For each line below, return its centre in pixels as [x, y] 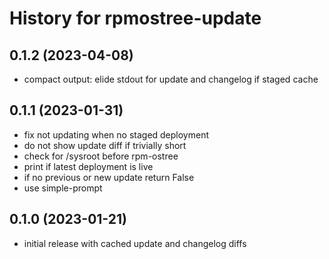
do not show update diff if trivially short [105, 145]
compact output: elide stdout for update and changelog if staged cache [171, 79]
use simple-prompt [63, 188]
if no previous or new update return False [109, 177]
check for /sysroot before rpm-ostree [101, 156]
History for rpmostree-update [135, 18]
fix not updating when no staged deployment [116, 134]
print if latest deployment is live [88, 166]
